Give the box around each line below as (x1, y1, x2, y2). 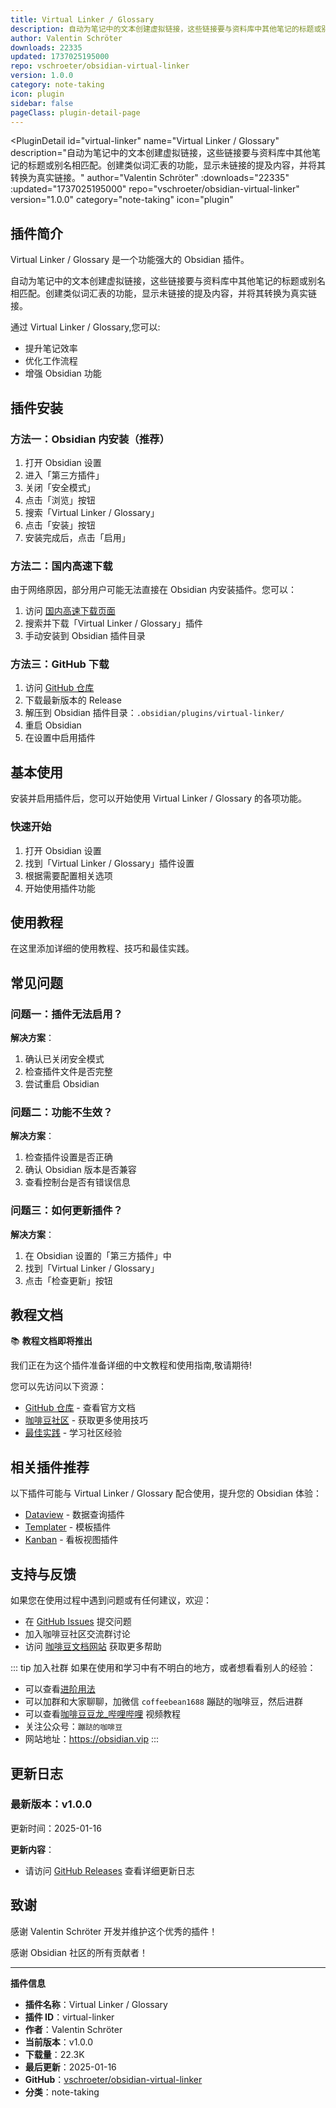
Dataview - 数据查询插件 (24, 1509, 126, 1521)
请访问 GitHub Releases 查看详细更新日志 (24, 1864, 195, 1876)
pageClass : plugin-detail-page (10, 107, 141, 118)
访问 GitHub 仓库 (24, 682, 95, 694)
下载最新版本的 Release (24, 694, 122, 706)
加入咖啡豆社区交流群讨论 (24, 1628, 131, 1640)
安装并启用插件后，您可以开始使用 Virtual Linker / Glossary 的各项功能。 (10, 792, 307, 805)
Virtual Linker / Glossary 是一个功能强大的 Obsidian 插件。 (10, 254, 250, 266)
